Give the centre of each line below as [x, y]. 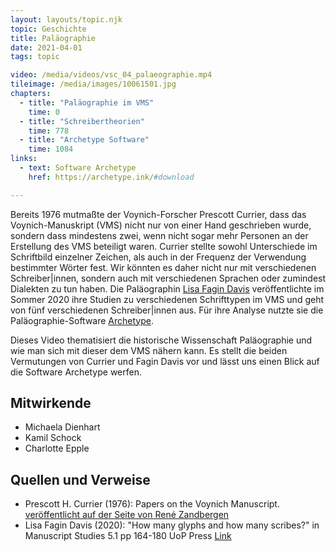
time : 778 [49, 131]
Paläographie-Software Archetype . [82, 320]
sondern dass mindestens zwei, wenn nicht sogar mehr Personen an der [159, 235]
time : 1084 [51, 149]
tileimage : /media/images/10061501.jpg [93, 84]
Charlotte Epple [57, 448]
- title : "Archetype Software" [84, 140]
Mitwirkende [51, 403]
